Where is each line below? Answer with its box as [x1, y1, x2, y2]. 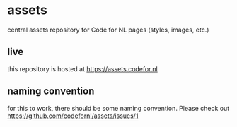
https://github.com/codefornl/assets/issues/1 [7, 111, 139, 120]
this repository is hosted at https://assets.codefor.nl [7, 64, 158, 73]
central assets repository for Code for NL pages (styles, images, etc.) [7, 25, 209, 34]
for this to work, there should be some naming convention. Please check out [7, 104, 230, 112]
